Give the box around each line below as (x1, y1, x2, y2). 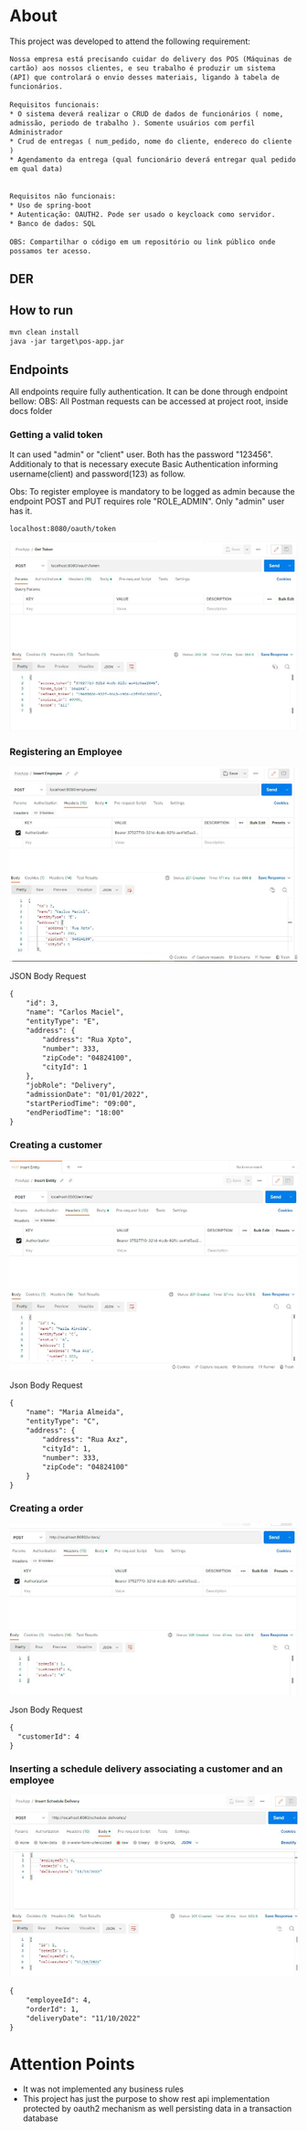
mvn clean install (9, 328, 79, 337)
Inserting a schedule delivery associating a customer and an (9, 1762, 283, 1774)
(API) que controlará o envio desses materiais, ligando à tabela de (9, 72, 281, 82)
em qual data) (9, 164, 64, 174)
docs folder (9, 405, 53, 416)
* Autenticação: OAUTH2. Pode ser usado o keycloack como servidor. (9, 209, 276, 219)
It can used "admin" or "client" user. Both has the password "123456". (9, 449, 273, 460)
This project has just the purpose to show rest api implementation (22, 2094, 270, 2104)
